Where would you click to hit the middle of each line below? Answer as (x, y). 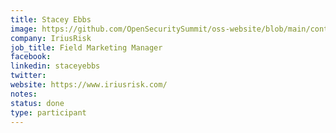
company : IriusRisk (51, 38)
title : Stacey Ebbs (51, 19)
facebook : (31, 57)
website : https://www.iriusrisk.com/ (89, 85)
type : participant (48, 112)
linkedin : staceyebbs (55, 66)
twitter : (28, 76)
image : (24, 29)
